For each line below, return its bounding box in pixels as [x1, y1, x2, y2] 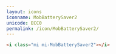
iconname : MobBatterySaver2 [6, 14, 78, 20]
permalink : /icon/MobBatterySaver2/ [6, 25, 99, 32]
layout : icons [6, 8, 43, 15]
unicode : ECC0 [6, 20, 43, 26]
